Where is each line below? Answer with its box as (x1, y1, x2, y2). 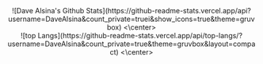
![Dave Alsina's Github (11, 6, 85, 15)
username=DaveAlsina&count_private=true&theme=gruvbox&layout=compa (7, 39, 256, 48)
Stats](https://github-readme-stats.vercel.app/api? (86, 6, 252, 15)
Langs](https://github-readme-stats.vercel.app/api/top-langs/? (37, 31, 242, 40)
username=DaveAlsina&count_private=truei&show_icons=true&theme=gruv (8, 14, 255, 23)
